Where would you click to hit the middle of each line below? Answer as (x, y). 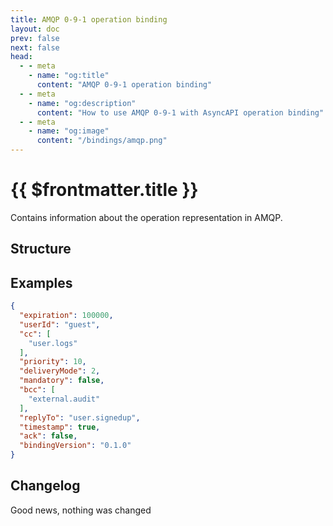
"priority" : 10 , (53, 362)
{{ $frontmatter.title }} (104, 190)
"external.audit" (64, 399)
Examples (41, 282)
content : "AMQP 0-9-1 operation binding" (124, 85)
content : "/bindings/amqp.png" (102, 141)
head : (21, 57)
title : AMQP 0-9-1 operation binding (89, 19)
